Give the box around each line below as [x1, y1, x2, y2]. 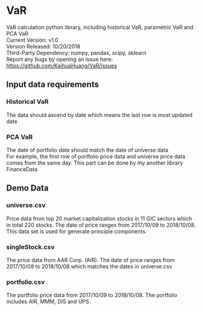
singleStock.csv [6, 242, 55, 251]
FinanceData [6, 165, 38, 172]
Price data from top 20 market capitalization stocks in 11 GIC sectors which [6, 215, 192, 222]
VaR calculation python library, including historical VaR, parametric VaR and [6, 24, 194, 31]
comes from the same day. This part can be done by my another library [6, 159, 183, 166]
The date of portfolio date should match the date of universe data [6, 146, 169, 154]
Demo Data [6, 183, 49, 193]
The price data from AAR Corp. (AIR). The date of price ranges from [6, 256, 175, 263]
